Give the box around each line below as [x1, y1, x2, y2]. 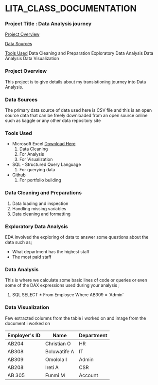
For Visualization [19, 157, 53, 162]
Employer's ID [7, 332, 41, 339]
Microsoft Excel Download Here [12, 141, 76, 147]
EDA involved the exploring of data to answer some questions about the [5, 234, 149, 240]
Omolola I [45, 356, 67, 363]
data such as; [5, 239, 33, 245]
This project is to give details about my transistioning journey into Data [5, 79, 146, 84]
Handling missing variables [12, 205, 67, 211]
